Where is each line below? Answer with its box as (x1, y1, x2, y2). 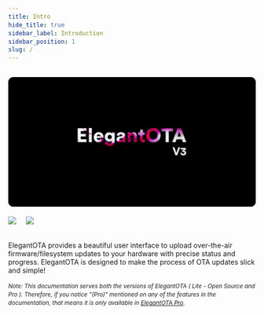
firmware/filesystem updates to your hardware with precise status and (8, 249, 236, 258)
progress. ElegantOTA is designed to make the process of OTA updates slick (8, 258, 255, 267)
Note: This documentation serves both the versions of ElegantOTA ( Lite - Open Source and (8, 283, 255, 291)
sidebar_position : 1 (8, 38, 76, 46)
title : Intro (8, 13, 51, 20)
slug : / (8, 46, 34, 54)
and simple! (8, 266, 46, 275)
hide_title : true (8, 20, 65, 29)
